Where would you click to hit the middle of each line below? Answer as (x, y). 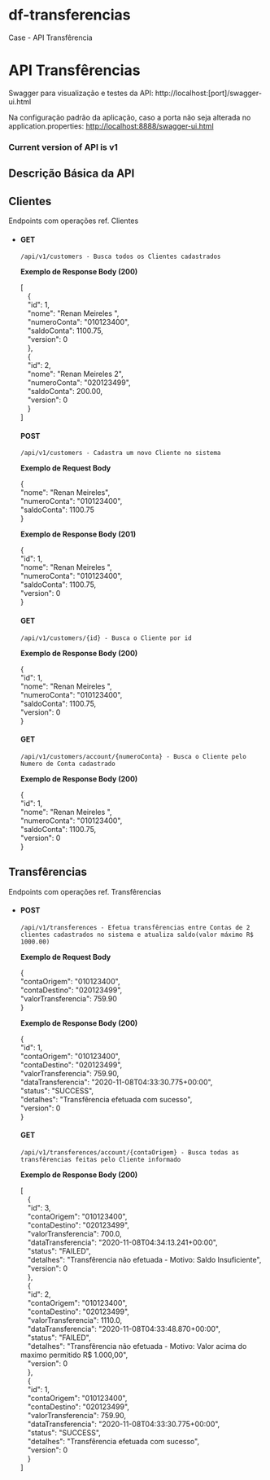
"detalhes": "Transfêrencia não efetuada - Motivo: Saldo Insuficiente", (144, 1260)
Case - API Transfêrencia (50, 37)
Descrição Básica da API (72, 174)
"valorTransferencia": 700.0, (74, 1234)
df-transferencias (70, 15)
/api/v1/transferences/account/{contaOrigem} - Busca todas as (130, 1153)
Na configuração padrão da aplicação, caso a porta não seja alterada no (130, 117)
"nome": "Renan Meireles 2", (75, 374)
